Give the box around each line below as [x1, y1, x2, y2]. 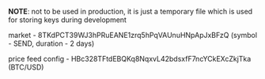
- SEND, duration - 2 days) [8, 39, 95, 48]
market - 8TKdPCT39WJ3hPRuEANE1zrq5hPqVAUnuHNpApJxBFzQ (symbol [8, 31, 258, 39]
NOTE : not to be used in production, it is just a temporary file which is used [8, 7, 253, 16]
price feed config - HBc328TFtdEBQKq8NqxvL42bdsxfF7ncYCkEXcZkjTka [8, 55, 252, 63]
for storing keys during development [8, 15, 127, 24]
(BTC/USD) [8, 62, 44, 72]
